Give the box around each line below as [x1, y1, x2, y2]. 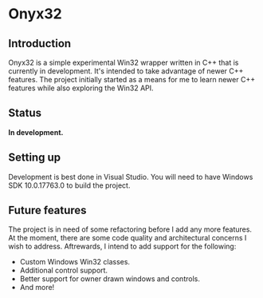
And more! [19, 283, 55, 292]
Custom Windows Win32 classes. [19, 257, 130, 267]
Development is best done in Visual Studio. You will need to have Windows [8, 172, 253, 181]
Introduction [8, 37, 72, 50]
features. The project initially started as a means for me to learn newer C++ [8, 75, 256, 84]
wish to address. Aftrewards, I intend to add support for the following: [8, 241, 237, 252]
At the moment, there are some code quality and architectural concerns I [8, 233, 247, 243]
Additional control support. [19, 265, 108, 276]
